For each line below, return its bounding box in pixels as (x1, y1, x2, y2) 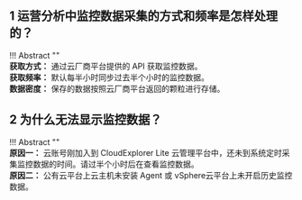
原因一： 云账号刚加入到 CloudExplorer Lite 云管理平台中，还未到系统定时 (9, 147, 282, 158)
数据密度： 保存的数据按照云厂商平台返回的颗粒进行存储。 (9, 83, 225, 94)
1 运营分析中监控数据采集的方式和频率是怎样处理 (9, 8, 279, 24)
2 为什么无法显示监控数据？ (9, 112, 162, 128)
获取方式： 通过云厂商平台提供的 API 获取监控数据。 (9, 60, 203, 71)
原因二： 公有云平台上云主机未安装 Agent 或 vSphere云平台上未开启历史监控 (9, 169, 293, 180)
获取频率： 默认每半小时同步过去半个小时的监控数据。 (9, 71, 209, 83)
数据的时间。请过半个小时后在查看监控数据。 (32, 159, 199, 169)
